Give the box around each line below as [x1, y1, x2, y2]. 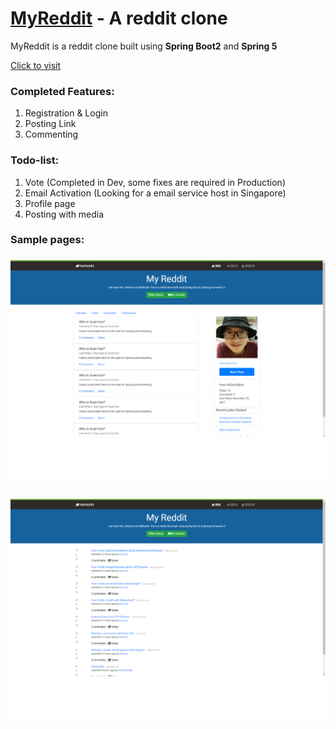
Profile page [24, 197, 76, 209]
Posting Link [24, 118, 77, 130]
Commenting [24, 128, 79, 141]
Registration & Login [24, 107, 108, 119]
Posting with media [24, 208, 105, 220]
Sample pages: [10, 233, 85, 247]
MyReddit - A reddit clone [10, 7, 228, 30]
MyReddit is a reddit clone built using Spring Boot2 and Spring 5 [10, 40, 278, 52]
